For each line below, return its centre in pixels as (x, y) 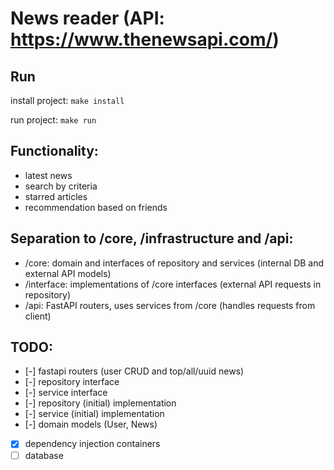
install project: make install (67, 100)
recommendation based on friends (96, 207)
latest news (48, 175)
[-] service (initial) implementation (94, 414)
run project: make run (53, 120)
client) (38, 316)
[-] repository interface (72, 382)
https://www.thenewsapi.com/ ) (145, 39)
